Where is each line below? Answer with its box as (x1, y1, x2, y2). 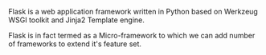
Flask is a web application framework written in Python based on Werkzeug (8, 7, 259, 16)
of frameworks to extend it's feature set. (8, 39, 142, 49)
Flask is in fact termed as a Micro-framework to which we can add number (8, 31, 256, 40)
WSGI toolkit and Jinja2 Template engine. (8, 15, 145, 25)
